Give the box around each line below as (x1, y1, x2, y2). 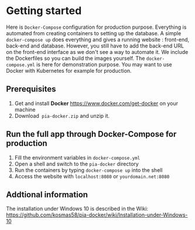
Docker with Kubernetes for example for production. (6, 67, 132, 74)
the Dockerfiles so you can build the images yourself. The (6, 55, 145, 62)
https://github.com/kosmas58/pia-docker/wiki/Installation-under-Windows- (6, 211, 189, 218)
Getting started (6, 4, 82, 18)
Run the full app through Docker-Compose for (6, 129, 177, 139)
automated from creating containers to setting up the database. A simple (6, 29, 182, 36)
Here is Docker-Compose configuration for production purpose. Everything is (6, 23, 187, 31)
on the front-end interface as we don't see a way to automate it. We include (6, 48, 189, 55)
